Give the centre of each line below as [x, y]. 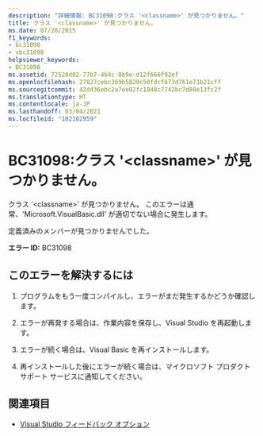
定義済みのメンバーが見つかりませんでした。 [81, 230]
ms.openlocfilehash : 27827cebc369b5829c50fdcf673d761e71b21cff [115, 82]
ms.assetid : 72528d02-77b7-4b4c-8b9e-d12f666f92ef [93, 75]
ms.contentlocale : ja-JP [49, 104]
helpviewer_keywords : [44, 60]
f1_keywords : [30, 38]
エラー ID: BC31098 [40, 248]
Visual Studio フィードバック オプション [85, 424]
